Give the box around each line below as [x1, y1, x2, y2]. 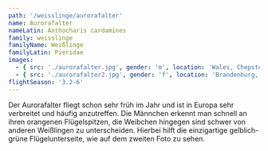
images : [8, 56, 34, 64]
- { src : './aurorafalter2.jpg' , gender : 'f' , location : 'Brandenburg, [15, 71, 259, 79]
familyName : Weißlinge [8, 41, 84, 49]
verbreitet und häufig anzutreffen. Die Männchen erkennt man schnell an [8, 108, 247, 118]
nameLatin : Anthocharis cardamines [8, 26, 127, 34]
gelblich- [229, 125, 259, 135]
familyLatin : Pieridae [8, 48, 84, 56]
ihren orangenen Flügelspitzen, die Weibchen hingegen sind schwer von [8, 117, 246, 126]
